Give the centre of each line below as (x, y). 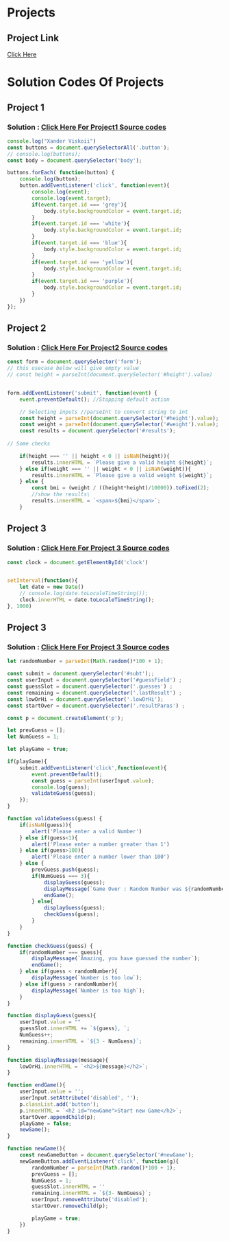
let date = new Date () (52, 587)
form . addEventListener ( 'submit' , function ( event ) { (82, 393)
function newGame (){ (37, 1149)
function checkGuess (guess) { (50, 946)
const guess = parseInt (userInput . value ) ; (93, 780)
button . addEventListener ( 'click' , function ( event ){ (94, 186)
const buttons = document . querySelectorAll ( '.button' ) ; (88, 148)
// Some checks (29, 444)
